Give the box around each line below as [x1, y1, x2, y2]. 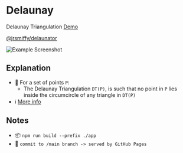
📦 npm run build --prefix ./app [14, 131, 96, 139]
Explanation [6, 63, 51, 73]
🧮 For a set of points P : [14, 79, 70, 86]
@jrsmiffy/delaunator [6, 34, 57, 41]
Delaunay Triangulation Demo [6, 23, 79, 30]
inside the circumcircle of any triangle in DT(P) [23, 91, 136, 98]
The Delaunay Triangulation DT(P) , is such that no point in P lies [23, 85, 177, 92]
